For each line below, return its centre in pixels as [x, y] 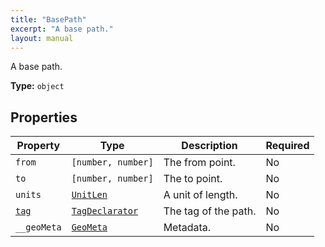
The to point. [193, 179]
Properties [44, 117]
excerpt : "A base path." [62, 29]
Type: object [37, 86]
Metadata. [187, 228]
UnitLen [89, 195]
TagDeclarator [105, 211]
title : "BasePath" [48, 19]
